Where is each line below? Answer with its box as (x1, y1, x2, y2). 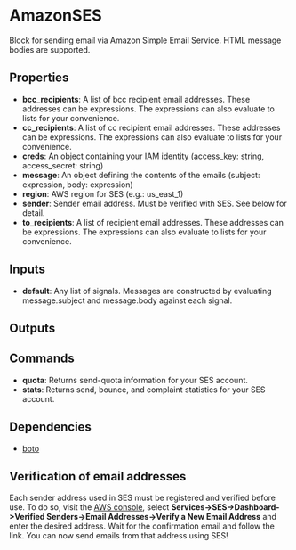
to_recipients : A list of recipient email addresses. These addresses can (21, 217, 284, 227)
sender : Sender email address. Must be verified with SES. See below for (21, 198, 287, 209)
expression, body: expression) (21, 179, 133, 190)
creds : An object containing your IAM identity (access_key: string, (21, 151, 265, 161)
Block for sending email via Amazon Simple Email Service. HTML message (9, 35, 282, 45)
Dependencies (9, 420, 92, 435)
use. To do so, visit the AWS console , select (9, 502, 170, 513)
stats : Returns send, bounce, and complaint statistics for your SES (21, 384, 266, 395)
